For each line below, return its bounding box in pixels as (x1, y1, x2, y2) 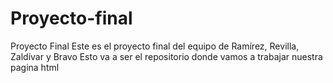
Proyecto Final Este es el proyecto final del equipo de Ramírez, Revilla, (10, 40, 300, 52)
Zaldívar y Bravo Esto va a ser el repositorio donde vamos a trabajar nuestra (10, 50, 323, 62)
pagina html (10, 61, 60, 73)
